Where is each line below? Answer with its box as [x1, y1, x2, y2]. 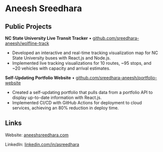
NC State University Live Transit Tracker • [5, 35, 91, 41]
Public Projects [5, 22, 52, 31]
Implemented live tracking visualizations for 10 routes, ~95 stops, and [12, 60, 152, 66]
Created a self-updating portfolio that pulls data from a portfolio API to [12, 90, 153, 95]
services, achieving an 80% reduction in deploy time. [12, 105, 119, 111]
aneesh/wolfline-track [5, 40, 50, 46]
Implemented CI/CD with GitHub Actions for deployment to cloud [12, 100, 142, 105]
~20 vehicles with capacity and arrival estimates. [12, 65, 110, 71]
